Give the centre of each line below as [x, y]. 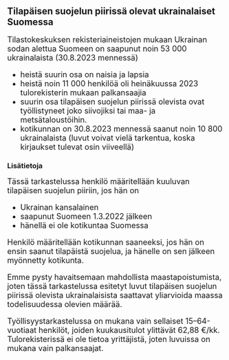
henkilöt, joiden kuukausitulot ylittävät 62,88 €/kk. [129, 330]
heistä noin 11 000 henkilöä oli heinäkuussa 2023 [109, 83]
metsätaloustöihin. [54, 120]
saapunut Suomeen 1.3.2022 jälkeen [86, 217]
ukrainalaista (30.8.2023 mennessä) [73, 58]
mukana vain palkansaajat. [55, 349]
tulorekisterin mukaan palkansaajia [83, 92]
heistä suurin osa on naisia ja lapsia [85, 74]
